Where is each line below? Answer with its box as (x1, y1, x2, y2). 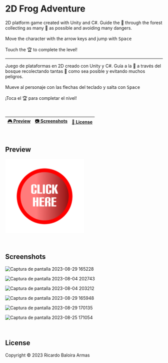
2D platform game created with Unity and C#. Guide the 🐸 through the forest (5, 20, 162, 26)
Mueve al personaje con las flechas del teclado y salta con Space (5, 84, 140, 90)
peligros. (5, 73, 23, 79)
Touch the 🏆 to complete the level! (5, 46, 77, 53)
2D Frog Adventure (5, 3, 86, 15)
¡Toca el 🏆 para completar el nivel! (5, 95, 77, 101)
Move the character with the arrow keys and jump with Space (5, 36, 132, 42)
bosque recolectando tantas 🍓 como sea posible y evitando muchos (5, 68, 145, 74)
